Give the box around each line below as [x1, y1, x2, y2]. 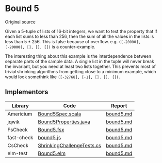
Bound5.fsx [38, 126, 65, 133]
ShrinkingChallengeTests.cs [38, 142, 101, 148]
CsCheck [7, 142, 29, 148]
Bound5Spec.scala [38, 110, 81, 117]
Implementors [5, 88, 49, 96]
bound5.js [38, 134, 61, 141]
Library [12, 102, 29, 109]
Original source [5, 19, 36, 25]
